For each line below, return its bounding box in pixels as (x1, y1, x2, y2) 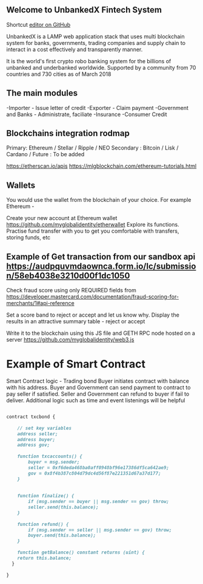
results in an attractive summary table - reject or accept (6, 318, 145, 325)
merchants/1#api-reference (6, 300, 75, 307)
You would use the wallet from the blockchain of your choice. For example (6, 196, 191, 204)
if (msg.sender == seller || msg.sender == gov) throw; (28, 527, 172, 533)
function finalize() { (17, 493, 75, 499)
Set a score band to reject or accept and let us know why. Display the (6, 311, 180, 318)
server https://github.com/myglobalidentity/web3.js (6, 336, 135, 343)
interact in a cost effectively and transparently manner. (6, 46, 143, 53)
